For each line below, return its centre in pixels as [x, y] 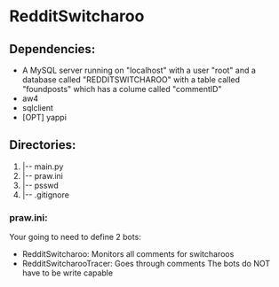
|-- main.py [43, 167]
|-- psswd [40, 185]
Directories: [43, 145]
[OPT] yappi [44, 117]
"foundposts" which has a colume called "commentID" [122, 89]
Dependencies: [52, 49]
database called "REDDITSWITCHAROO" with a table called [131, 80]
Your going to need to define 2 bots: [76, 237]
